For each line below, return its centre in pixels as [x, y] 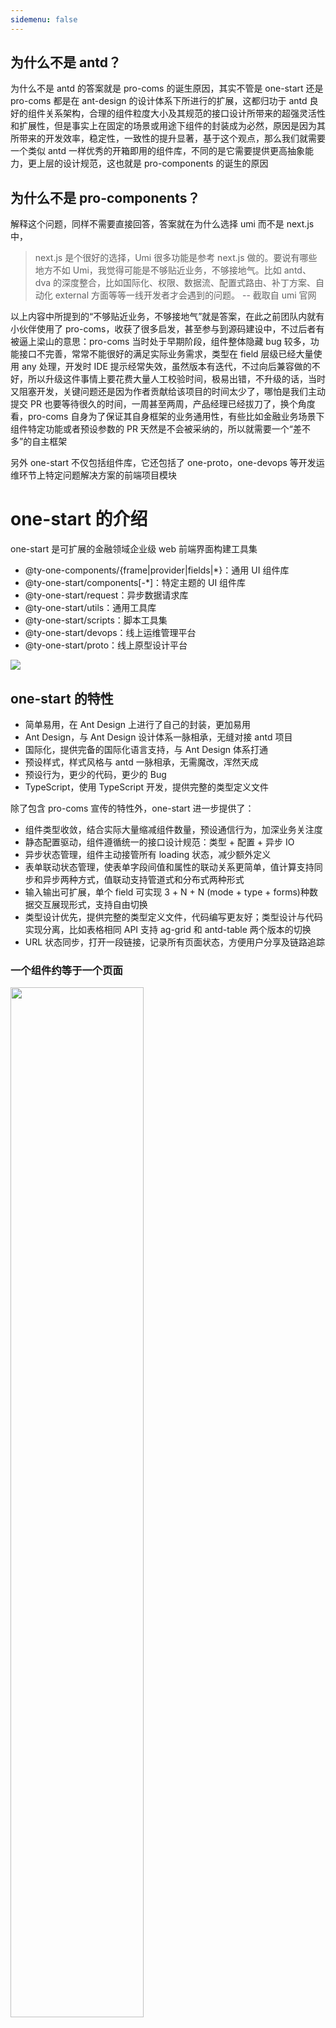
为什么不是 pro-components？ [105, 197]
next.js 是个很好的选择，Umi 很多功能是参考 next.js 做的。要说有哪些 [176, 258]
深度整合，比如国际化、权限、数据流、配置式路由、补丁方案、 [189, 283]
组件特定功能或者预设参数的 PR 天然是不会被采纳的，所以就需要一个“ [151, 429]
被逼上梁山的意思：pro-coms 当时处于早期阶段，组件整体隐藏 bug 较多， [160, 342]
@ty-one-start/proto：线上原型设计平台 [106, 645]
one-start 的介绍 [79, 519]
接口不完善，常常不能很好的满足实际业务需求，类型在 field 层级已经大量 [166, 354]
